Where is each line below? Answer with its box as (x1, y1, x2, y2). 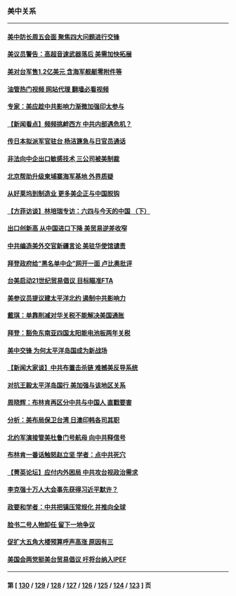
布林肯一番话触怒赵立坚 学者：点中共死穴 (7, 450, 126, 459)
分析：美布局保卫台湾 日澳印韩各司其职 (7, 415, 120, 424)
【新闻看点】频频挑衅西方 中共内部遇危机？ (7, 120, 132, 128)
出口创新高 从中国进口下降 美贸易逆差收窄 (7, 224, 128, 233)
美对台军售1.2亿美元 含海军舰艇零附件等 (7, 68, 122, 76)
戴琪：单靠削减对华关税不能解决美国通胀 (7, 311, 124, 319)
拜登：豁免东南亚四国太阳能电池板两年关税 (7, 329, 131, 337)
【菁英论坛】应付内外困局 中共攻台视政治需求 (7, 468, 138, 476)
